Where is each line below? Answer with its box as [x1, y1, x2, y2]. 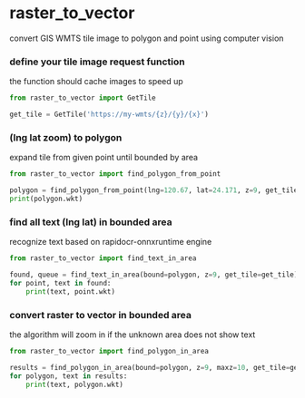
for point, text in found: [9, 278, 112, 287]
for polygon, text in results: [9, 371, 128, 381]
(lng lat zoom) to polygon [9, 131, 123, 143]
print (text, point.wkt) [25, 286, 116, 296]
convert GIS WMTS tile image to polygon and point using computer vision [9, 33, 284, 44]
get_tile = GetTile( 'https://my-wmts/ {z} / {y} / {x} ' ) [9, 110, 209, 120]
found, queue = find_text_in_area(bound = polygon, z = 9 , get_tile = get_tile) [9, 270, 299, 279]
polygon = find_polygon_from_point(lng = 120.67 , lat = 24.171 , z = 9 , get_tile [9, 186, 299, 195]
